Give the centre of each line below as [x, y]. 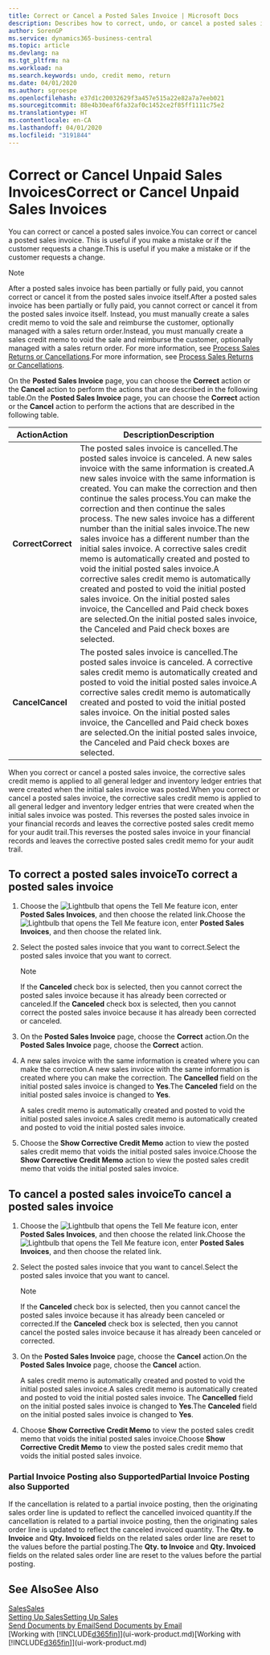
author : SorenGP [35, 31]
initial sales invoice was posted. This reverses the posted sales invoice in [129, 815]
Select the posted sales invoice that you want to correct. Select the [130, 947]
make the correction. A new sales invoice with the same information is [135, 1069]
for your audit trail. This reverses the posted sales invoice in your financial [129, 832]
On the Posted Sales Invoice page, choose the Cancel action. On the [133, 1357]
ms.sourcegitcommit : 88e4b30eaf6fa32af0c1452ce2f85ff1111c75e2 [117, 105]
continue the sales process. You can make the [166, 498]
